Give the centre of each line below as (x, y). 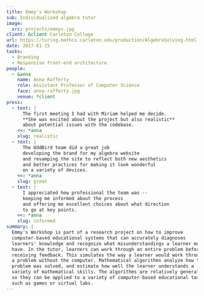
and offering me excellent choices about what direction (96, 204)
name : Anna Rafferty (43, 80)
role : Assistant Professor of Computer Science (78, 86)
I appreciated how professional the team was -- (85, 193)
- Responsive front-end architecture (59, 63)
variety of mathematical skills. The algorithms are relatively (95, 272)
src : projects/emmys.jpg (43, 29)
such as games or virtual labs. (53, 283)
